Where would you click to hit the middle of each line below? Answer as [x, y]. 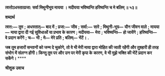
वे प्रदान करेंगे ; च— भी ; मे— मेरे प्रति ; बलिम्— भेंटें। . [47, 38]
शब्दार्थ [10, 17]
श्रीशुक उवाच [15, 68]
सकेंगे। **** [16, 58]
